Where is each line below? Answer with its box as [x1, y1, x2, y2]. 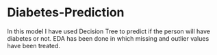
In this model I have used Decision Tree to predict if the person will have [7, 27, 211, 35]
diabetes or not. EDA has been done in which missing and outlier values [7, 34, 209, 42]
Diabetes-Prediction [7, 5, 125, 20]
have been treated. [7, 41, 60, 50]
